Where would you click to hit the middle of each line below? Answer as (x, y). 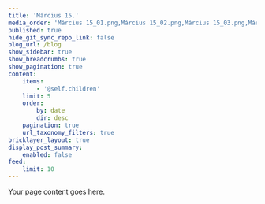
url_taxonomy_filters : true (68, 132)
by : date (51, 111)
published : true (35, 30)
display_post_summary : (45, 147)
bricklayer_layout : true (49, 140)
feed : (17, 162)
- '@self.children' (69, 89)
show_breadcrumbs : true (47, 60)
